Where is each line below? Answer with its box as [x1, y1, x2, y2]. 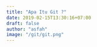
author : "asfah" [6, 26, 48, 32]
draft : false [6, 20, 40, 26]
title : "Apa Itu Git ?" [6, 9, 67, 15]
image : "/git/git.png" [6, 32, 64, 38]
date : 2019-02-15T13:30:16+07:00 [6, 15, 92, 21]
